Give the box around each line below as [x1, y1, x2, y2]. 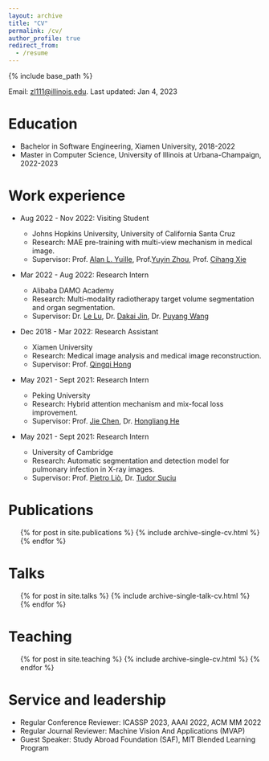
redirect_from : [8, 42, 59, 50]
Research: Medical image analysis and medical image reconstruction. [31, 350, 262, 360]
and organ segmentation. [31, 302, 116, 312]
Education [8, 115, 78, 133]
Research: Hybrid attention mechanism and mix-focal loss [31, 399, 224, 408]
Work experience [8, 186, 126, 205]
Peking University [31, 391, 91, 400]
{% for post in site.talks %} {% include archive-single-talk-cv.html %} [19, 591, 251, 600]
